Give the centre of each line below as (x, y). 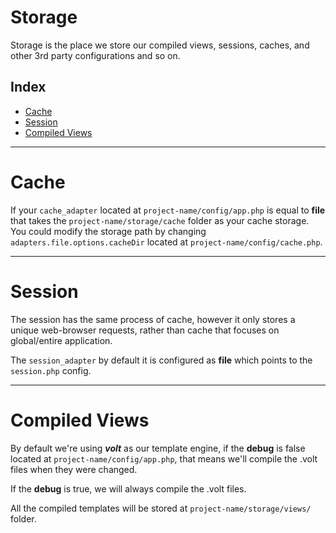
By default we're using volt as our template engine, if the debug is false (158, 448)
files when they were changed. (74, 469)
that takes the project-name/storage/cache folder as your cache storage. (160, 220)
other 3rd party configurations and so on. (95, 55)
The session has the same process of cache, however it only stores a (153, 319)
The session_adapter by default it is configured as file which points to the (161, 360)
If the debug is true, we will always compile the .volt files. (128, 488)
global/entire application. (61, 340)
